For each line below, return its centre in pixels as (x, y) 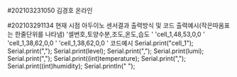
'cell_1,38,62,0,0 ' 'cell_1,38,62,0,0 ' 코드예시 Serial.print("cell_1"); (100, 43)
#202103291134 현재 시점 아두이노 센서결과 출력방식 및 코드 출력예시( (105, 25)
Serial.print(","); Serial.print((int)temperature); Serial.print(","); (97, 58)
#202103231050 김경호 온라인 (50, 10)
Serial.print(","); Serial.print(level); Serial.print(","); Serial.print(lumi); (106, 51)
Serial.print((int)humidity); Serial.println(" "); (71, 66)
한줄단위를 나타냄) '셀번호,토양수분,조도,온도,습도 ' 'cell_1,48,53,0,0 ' (110, 34)
